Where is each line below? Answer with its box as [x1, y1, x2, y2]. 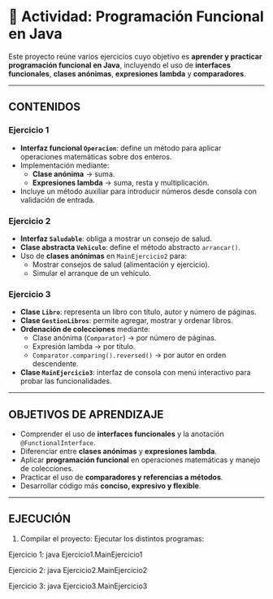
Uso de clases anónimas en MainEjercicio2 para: [19, 251, 188, 260]
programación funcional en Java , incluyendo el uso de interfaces [8, 60, 232, 70]
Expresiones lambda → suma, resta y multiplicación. [32, 177, 210, 187]
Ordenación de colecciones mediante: [19, 325, 150, 334]
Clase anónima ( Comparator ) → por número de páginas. [32, 333, 217, 343]
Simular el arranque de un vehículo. [32, 268, 152, 278]
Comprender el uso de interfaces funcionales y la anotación [19, 429, 225, 439]
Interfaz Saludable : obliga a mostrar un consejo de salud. [19, 234, 213, 243]
